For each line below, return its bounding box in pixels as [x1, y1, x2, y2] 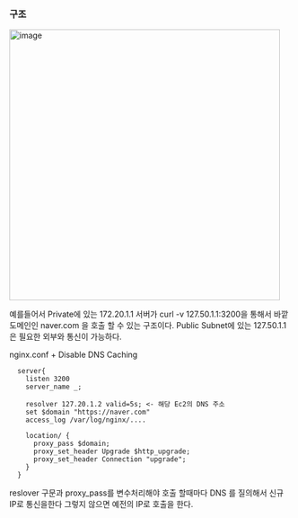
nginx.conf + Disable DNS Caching [9, 349, 138, 361]
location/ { [25, 432, 70, 441]
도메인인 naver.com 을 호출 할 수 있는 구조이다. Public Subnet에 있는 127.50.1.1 [9, 320, 287, 331]
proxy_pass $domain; [32, 439, 110, 449]
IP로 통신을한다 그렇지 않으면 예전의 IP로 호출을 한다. [9, 499, 194, 510]
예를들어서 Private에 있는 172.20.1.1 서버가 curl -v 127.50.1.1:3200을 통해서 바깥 [9, 308, 289, 320]
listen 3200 [25, 375, 70, 384]
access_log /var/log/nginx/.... [25, 415, 146, 424]
